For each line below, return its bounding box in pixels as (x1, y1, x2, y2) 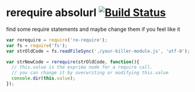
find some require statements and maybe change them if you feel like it (6, 26, 180, 33)
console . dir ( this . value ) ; (11, 75, 76, 81)
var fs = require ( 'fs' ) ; (6, 42, 68, 49)
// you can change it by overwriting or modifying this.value (11, 70, 169, 76)
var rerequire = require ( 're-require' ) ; (6, 37, 108, 43)
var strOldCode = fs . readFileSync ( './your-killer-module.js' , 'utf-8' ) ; (6, 48, 190, 54)
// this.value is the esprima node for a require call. (11, 64, 153, 71)
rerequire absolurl (6, 6, 97, 20)
